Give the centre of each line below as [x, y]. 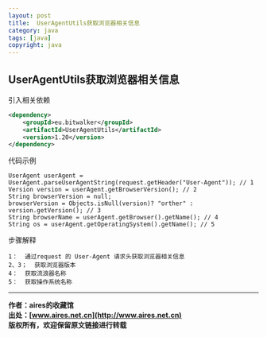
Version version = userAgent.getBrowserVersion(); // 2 [103, 190]
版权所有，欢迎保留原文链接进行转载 [68, 325]
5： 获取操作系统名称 [41, 282]
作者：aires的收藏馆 [41, 305]
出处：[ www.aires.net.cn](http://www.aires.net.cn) [95, 316]
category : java [33, 30]
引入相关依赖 [29, 99]
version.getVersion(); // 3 [55, 211]
